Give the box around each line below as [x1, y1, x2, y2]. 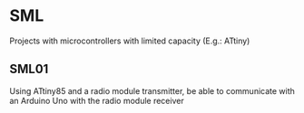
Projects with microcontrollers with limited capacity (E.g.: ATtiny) [9, 35, 250, 46]
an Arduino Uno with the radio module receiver [9, 95, 184, 106]
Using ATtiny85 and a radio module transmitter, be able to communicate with [9, 85, 295, 96]
